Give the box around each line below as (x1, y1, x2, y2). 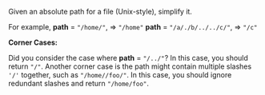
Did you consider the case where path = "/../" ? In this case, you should (8, 53, 248, 62)
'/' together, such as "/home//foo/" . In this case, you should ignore (8, 70, 232, 79)
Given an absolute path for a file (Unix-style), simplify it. (8, 7, 192, 16)
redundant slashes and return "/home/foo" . (8, 79, 150, 88)
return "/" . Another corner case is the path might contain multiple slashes (8, 61, 252, 71)
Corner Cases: (8, 38, 58, 47)
